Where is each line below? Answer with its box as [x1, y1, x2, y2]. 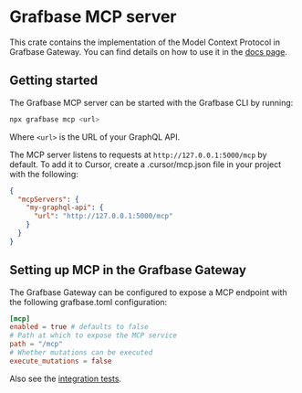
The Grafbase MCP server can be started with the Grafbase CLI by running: [9, 97, 294, 108]
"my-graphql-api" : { [26, 203, 104, 212]
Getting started [9, 73, 99, 89]
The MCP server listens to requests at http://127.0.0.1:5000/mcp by [9, 149, 267, 160]
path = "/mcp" [9, 340, 64, 349]
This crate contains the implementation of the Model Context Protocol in [9, 37, 281, 48]
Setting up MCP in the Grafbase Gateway [9, 262, 246, 278]
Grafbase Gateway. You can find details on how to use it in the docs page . [9, 46, 287, 57]
